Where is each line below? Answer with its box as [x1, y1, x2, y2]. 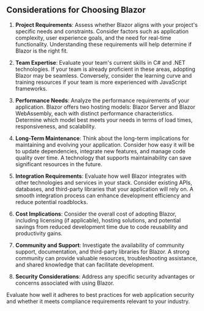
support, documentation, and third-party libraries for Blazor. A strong [15, 247, 190, 255]
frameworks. [15, 85, 48, 92]
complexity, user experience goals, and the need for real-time [15, 34, 172, 42]
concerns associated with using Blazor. [15, 279, 115, 287]
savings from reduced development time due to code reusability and [15, 223, 188, 230]
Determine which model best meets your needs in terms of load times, [15, 116, 193, 123]
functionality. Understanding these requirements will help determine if [15, 40, 192, 48]
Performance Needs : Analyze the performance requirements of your [15, 97, 190, 104]
